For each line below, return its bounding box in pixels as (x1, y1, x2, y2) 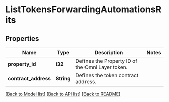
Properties (5, 34, 39, 43)
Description (94, 49, 123, 56)
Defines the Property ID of (75, 58, 137, 64)
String (55, 75, 71, 82)
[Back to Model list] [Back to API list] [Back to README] (5, 91, 121, 97)
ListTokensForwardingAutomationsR (5, 4, 162, 15)
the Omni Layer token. (75, 64, 128, 71)
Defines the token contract (75, 72, 139, 79)
